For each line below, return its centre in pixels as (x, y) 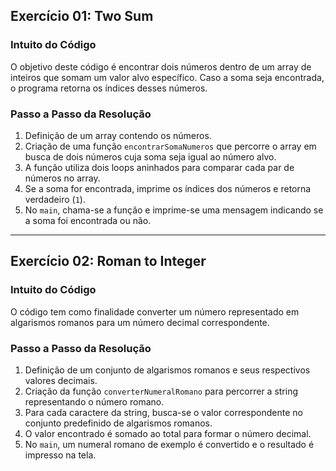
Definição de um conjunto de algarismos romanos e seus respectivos (167, 370)
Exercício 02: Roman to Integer (108, 261)
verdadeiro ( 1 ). (55, 199)
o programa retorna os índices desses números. (109, 88)
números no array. (62, 178)
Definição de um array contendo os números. (118, 135)
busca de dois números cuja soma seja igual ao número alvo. (150, 156)
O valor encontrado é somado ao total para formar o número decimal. (168, 433)
